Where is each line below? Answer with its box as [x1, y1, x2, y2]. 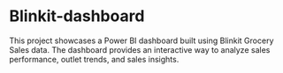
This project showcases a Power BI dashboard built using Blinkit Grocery [9, 35, 274, 46]
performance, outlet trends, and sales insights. [9, 54, 180, 64]
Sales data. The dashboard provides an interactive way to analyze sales [9, 44, 271, 55]
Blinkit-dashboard [9, 6, 145, 26]
